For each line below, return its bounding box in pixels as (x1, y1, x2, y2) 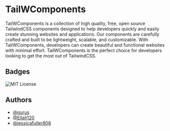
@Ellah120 (12, 114, 35, 120)
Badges (5, 68, 30, 76)
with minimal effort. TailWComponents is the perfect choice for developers (5, 47, 162, 53)
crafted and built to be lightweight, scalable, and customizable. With (5, 37, 149, 43)
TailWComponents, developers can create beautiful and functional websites (5, 42, 165, 48)
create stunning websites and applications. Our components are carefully (5, 31, 160, 37)
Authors (5, 95, 32, 105)
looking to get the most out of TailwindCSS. (5, 52, 96, 59)
